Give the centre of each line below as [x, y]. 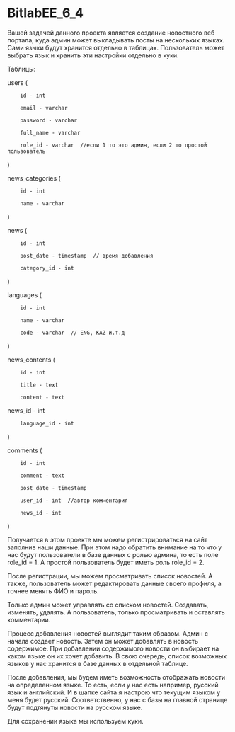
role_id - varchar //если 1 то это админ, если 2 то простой [114, 145]
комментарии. [29, 619]
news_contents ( [31, 360]
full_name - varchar [50, 132]
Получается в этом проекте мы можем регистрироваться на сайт [107, 539]
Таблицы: [22, 69]
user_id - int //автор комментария [74, 501]
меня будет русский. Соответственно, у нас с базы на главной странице [117, 699]
